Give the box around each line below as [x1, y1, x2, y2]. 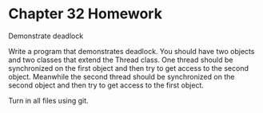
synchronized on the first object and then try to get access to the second [8, 63, 249, 72]
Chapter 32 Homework [8, 5, 162, 23]
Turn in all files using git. [8, 95, 90, 105]
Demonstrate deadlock [8, 31, 84, 41]
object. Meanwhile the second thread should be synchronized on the [8, 72, 235, 81]
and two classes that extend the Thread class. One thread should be [8, 55, 233, 64]
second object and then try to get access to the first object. [8, 80, 204, 90]
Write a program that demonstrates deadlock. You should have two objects [8, 46, 255, 56]
